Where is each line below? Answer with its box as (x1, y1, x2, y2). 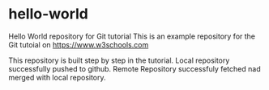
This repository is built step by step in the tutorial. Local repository (8, 55, 230, 65)
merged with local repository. (8, 72, 107, 82)
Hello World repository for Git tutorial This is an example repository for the (8, 31, 256, 41)
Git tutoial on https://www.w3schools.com (8, 39, 149, 49)
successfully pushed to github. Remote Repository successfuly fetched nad (8, 63, 261, 73)
